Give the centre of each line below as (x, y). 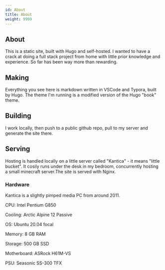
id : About (15, 10)
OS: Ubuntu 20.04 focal (29, 224)
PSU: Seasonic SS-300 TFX (34, 263)
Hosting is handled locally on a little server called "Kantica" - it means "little (82, 161)
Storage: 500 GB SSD (27, 244)
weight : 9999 (19, 19)
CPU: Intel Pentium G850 (31, 205)
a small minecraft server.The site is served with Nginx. (61, 171)
